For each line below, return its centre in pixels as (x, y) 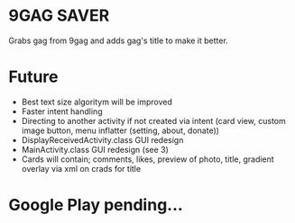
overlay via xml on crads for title (81, 168)
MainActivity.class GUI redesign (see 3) (95, 149)
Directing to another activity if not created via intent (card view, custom (153, 120)
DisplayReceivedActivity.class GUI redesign (102, 139)
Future (34, 77)
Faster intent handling (62, 111)
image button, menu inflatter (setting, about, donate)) (120, 130)
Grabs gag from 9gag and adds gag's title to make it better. (119, 40)
